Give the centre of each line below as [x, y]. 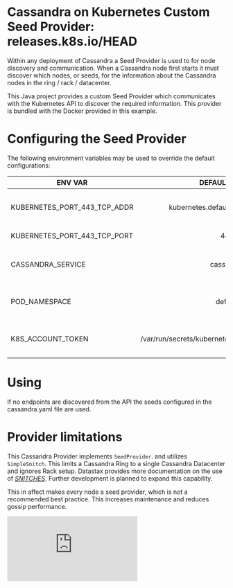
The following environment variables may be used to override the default [111, 158]
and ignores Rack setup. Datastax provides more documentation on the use [115, 471]
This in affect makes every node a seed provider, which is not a [98, 492]
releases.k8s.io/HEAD [72, 42]
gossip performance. [37, 506]
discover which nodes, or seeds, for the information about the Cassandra [112, 75]
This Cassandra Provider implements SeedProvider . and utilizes [97, 456]
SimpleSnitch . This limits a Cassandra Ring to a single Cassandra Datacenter [116, 463]
